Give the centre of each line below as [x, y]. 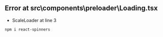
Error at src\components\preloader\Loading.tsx [81, 8]
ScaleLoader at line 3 [34, 20]
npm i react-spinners [28, 29]
